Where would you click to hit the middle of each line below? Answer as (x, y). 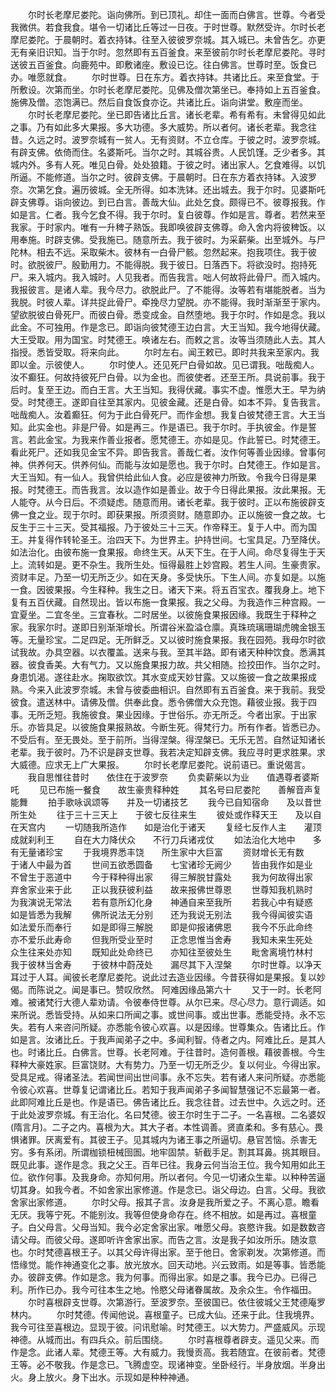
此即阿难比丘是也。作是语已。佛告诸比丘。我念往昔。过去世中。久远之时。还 (168, 1102)
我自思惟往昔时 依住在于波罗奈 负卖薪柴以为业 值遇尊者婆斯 (173, 777)
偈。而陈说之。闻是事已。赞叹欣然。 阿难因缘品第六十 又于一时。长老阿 (166, 989)
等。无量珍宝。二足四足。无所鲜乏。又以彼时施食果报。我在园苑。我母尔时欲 (168, 639)
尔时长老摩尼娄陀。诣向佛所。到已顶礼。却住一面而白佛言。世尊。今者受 (176, 14)
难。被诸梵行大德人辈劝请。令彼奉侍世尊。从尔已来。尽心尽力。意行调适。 (163, 1002)
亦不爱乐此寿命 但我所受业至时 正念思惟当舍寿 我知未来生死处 (161, 939)
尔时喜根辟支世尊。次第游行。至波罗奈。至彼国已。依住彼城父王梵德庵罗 (176, 1302)
